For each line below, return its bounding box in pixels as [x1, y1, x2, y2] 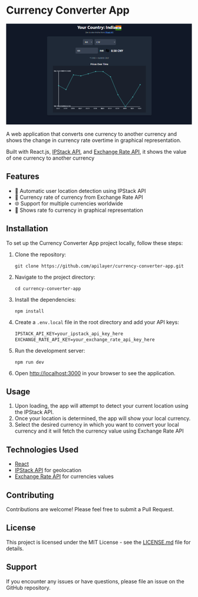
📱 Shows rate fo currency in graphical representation [14, 206, 143, 214]
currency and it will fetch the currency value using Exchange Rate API [14, 427, 184, 435]
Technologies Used [6, 444, 78, 454]
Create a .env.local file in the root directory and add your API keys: [14, 318, 180, 325]
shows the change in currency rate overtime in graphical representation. [6, 137, 181, 144]
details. [6, 545, 24, 552]
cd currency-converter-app [14, 285, 81, 292]
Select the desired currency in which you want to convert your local [14, 421, 179, 428]
